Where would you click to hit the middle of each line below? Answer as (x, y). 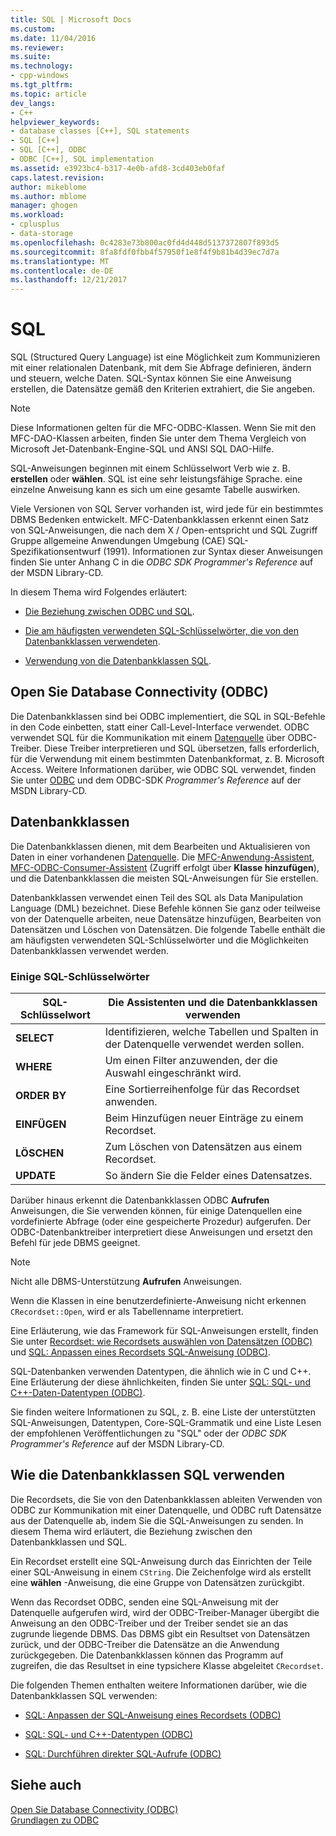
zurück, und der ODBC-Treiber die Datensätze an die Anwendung (145, 1644)
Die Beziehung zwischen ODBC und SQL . (109, 612)
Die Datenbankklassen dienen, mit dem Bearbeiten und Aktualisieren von (160, 846)
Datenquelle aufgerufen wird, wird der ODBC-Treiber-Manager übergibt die (165, 1612)
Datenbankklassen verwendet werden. (89, 950)
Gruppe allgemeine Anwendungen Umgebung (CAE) (118, 541)
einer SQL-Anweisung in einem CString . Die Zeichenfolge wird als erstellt (161, 1572)
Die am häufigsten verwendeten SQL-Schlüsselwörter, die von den (162, 631)
